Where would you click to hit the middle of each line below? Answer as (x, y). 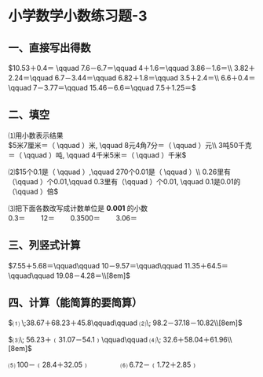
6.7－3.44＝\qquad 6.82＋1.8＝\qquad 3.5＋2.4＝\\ (137, 78)
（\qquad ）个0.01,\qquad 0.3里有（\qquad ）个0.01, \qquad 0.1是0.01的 (124, 181)
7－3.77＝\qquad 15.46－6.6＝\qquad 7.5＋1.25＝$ (114, 88)
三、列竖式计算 (44, 245)
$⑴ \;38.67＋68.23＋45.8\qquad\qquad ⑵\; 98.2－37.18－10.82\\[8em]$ (125, 323)
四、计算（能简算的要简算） (75, 303)
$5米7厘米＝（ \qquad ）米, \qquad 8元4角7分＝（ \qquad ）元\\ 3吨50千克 (130, 145)
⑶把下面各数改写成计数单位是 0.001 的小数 (78, 208)
